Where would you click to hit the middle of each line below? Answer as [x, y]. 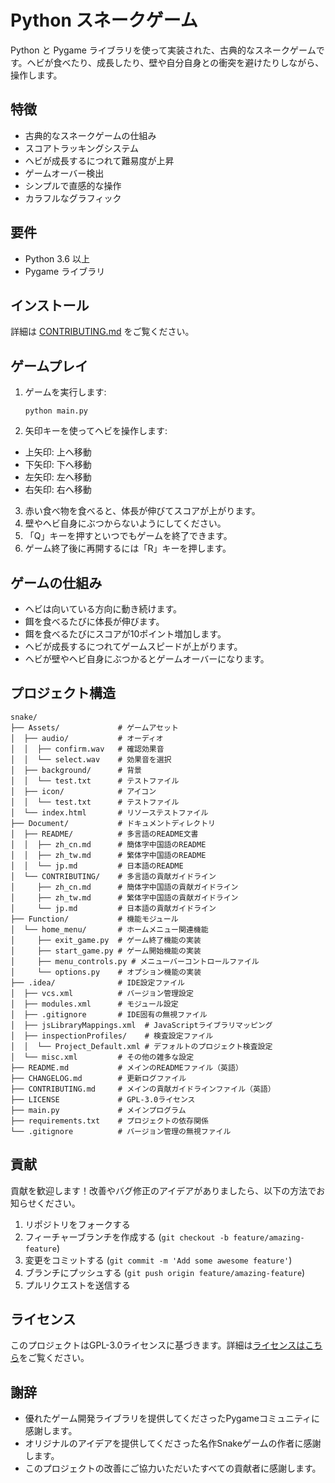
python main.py [56, 411]
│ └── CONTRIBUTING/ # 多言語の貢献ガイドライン [113, 876]
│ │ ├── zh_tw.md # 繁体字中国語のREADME [108, 855]
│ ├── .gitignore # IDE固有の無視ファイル [109, 1014]
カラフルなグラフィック [73, 198]
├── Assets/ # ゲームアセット [94, 727]
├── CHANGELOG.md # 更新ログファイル [98, 1078]
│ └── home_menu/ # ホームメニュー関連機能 [109, 929]
